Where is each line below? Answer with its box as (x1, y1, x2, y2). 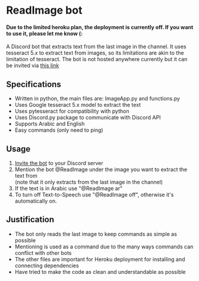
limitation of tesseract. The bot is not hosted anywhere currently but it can (6, 56, 188, 63)
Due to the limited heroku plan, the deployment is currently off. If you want (6, 23, 194, 30)
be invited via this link (6, 62, 59, 69)
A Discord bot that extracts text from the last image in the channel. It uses (6, 43, 187, 50)
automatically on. (14, 197, 58, 205)
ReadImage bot (6, 4, 83, 17)
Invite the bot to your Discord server (14, 160, 104, 167)
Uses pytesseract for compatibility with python (14, 108, 129, 115)
